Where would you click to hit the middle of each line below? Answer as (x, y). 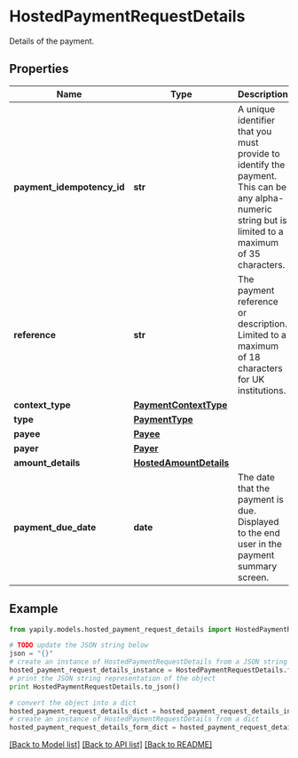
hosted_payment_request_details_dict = (83, 711)
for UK (251, 379)
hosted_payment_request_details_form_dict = (93, 728)
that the (254, 488)
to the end (259, 533)
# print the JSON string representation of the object (113, 678)
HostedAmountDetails (181, 463)
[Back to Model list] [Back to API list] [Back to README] (111, 745)
